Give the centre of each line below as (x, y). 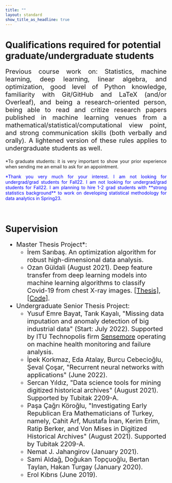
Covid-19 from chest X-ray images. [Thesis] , (94, 290)
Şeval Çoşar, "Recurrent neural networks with (96, 367)
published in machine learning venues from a (86, 117)
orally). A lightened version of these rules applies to (86, 140)
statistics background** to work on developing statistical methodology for (86, 193)
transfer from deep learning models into (87, 275)
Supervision (32, 229)
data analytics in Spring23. (34, 198)
